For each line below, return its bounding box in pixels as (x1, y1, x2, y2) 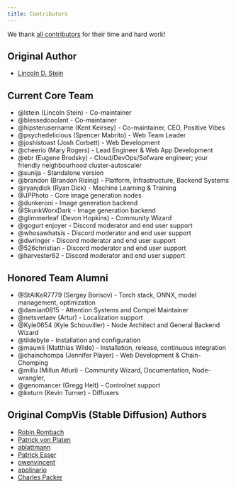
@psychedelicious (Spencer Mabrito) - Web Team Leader (17, 131, 186, 140)
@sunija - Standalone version (17, 169, 104, 177)
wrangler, (17, 373, 46, 382)
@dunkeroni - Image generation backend (17, 199, 138, 208)
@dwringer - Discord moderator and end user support (17, 237, 176, 245)
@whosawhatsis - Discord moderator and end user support (17, 229, 191, 237)
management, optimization (17, 298, 96, 307)
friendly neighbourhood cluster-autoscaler (17, 161, 142, 170)
